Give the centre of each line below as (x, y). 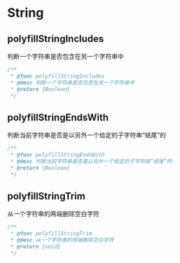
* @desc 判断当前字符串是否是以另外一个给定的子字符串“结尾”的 (91, 161)
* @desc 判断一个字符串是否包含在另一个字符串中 (72, 83)
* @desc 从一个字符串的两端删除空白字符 (62, 240)
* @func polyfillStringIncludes (57, 76)
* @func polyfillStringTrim (51, 234)
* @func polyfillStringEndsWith (57, 155)
